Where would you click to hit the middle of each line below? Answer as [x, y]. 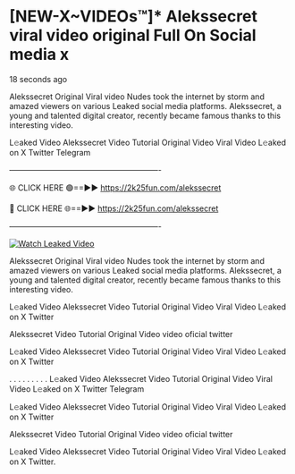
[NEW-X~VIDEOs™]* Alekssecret [133, 17]
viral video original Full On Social [133, 35]
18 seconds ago [38, 79]
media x [39, 55]
